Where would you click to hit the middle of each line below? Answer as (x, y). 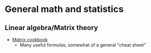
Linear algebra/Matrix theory (52, 28)
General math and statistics (64, 9)
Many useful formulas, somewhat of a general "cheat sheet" (83, 45)
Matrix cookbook (30, 39)
